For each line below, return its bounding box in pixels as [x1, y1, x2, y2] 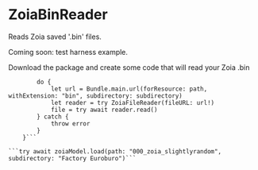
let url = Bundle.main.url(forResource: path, [50, 85, 208, 93]
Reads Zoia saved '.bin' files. [8, 32, 102, 41]
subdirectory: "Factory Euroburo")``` [8, 154, 137, 162]
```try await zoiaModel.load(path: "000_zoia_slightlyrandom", [8, 147, 222, 156]
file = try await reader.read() [50, 106, 158, 114]
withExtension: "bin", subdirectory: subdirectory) [8, 91, 183, 100]
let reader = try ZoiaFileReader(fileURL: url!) [50, 99, 215, 106]
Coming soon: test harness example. [8, 47, 129, 56]
